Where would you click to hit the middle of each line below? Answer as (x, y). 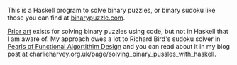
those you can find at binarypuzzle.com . (66, 18)
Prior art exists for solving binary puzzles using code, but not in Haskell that (118, 31)
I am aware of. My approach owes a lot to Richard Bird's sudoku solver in (114, 39)
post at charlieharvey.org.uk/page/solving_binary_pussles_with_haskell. (112, 54)
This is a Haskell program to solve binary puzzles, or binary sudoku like (111, 10)
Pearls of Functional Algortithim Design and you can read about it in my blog (119, 46)
